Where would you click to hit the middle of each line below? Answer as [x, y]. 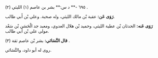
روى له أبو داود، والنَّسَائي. [28, 50]
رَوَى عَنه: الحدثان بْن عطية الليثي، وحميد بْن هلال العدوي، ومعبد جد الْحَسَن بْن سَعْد [79, 26]
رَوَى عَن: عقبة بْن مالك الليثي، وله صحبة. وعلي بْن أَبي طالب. [60, 16]
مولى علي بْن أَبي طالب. [27, 31]
